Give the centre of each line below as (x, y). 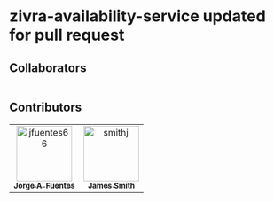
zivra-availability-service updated (137, 16)
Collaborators (48, 68)
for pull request (67, 35)
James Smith (111, 185)
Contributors (46, 108)
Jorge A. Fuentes (44, 185)
